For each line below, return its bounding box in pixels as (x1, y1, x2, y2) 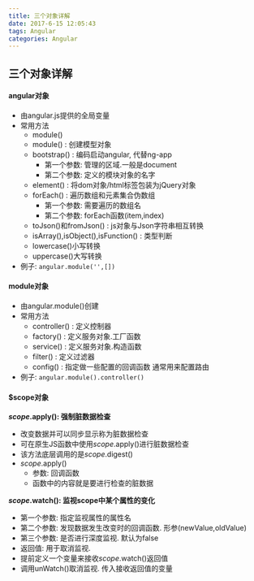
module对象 (8, 281, 50, 291)
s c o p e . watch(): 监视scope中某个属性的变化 (8, 496, 156, 505)
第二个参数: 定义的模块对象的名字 (44, 170, 156, 180)
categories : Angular (8, 34, 79, 43)
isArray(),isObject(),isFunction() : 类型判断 (32, 231, 173, 241)
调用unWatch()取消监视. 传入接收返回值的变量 (19, 564, 173, 574)
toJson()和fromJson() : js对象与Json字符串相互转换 (32, 220, 204, 230)
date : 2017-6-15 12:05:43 (8, 20, 96, 28)
